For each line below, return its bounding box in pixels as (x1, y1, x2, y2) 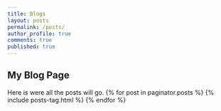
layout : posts (7, 17, 50, 24)
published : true (7, 43, 55, 50)
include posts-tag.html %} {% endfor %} (7, 95, 126, 104)
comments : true (7, 37, 53, 44)
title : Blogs (7, 10, 46, 18)
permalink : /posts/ (7, 23, 65, 30)
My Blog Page (7, 69, 70, 81)
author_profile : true (7, 30, 72, 37)
